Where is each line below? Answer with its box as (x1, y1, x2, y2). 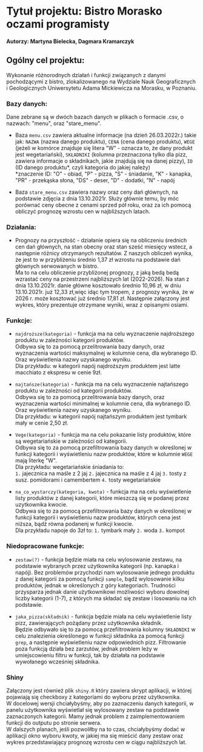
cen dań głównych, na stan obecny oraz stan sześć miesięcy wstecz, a (15, 243, 193, 250)
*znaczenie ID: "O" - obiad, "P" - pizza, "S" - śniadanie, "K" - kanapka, (15, 170, 193, 177)
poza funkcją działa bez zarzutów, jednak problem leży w (15, 645, 158, 652)
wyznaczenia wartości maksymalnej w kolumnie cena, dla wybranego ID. (15, 349, 198, 357)
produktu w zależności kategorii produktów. (15, 337, 125, 344)
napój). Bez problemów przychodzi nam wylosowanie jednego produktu (15, 569, 195, 576)
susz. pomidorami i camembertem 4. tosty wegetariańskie (15, 476, 161, 484)
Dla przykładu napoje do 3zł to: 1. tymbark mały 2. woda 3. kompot (15, 527, 185, 534)
